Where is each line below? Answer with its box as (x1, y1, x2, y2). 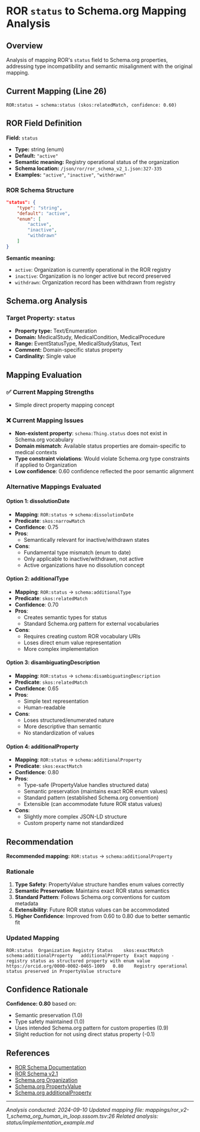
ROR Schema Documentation (14, 1064, 86, 1071)
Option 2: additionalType (6, 575, 69, 582)
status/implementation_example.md (6, 1119, 94, 1126)
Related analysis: (115, 1113, 159, 1120)
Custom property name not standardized (23, 820, 124, 827)
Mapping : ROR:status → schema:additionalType (14, 588, 132, 596)
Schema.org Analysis (6, 296, 87, 306)
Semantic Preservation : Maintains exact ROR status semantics (14, 887, 170, 895)
